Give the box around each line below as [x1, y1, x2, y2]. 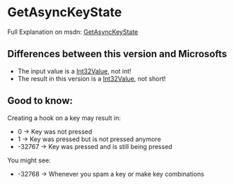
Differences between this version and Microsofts [7, 48, 228, 60]
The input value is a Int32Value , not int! [17, 66, 132, 75]
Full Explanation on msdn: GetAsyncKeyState [7, 28, 139, 36]
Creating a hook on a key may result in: [7, 114, 122, 122]
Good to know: [7, 95, 73, 107]
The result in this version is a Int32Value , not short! [17, 74, 166, 83]
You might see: [7, 156, 51, 165]
